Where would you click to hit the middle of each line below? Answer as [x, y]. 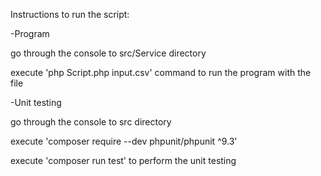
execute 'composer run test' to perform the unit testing [123, 160]
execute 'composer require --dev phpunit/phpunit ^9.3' [124, 141]
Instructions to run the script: [70, 14]
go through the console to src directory [91, 122]
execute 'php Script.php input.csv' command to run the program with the [161, 72]
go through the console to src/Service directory [108, 53]
